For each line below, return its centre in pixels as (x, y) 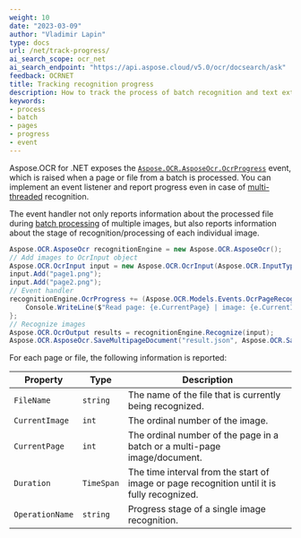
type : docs (30, 43)
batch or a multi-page (174, 447)
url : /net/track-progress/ (60, 51)
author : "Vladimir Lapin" (57, 34)
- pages (24, 126)
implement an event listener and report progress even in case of (128, 187)
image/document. (165, 457)
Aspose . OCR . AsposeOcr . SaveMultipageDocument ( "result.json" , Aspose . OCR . (148, 341)
